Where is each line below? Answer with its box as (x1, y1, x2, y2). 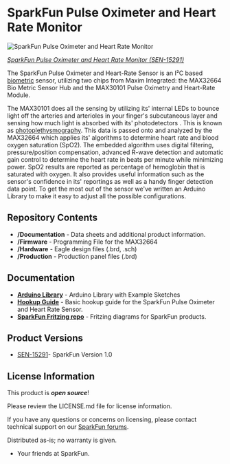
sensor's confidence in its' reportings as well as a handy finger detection (7, 177, 214, 185)
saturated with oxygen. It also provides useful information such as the (7, 170, 205, 178)
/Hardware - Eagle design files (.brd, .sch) (16, 244, 137, 253)
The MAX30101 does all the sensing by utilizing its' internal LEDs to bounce (7, 104, 220, 112)
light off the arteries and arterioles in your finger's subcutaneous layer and (7, 112, 218, 120)
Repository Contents (7, 212, 98, 224)
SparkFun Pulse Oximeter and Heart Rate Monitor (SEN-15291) (7, 55, 185, 63)
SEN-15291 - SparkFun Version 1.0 (16, 350, 113, 359)
